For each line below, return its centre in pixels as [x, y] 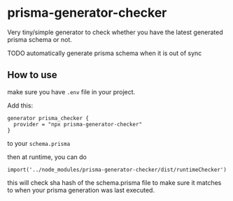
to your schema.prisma [39, 143]
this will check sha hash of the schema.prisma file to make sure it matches [114, 182]
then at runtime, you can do [47, 157]
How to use [32, 75]
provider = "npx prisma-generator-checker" [78, 124]
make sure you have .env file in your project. [71, 91]
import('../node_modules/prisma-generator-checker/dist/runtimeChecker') [117, 170]
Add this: [20, 105]
